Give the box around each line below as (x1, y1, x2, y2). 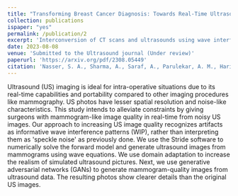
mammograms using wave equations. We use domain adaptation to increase (7, 150, 230, 158)
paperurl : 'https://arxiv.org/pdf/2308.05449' (7, 57, 147, 64)
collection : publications (7, 17, 84, 24)
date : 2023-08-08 (7, 43, 59, 50)
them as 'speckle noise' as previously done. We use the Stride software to (7, 135, 224, 144)
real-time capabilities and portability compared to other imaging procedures (7, 90, 229, 98)
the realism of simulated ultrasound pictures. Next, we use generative (7, 157, 210, 166)
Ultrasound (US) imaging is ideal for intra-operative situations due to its (7, 82, 216, 91)
